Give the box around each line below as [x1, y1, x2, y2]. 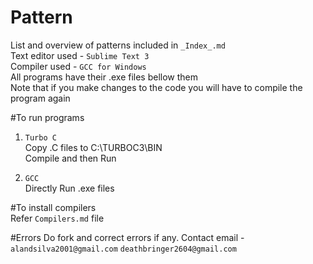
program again [10, 92, 71, 104]
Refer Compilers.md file [10, 212, 105, 224]
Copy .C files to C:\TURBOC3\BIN [24, 141, 163, 153]
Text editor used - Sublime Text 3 [10, 49, 150, 61]
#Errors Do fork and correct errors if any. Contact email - [10, 231, 245, 243]
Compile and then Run [24, 152, 117, 164]
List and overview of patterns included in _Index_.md [10, 39, 226, 51]
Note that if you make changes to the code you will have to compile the [10, 81, 303, 93]
